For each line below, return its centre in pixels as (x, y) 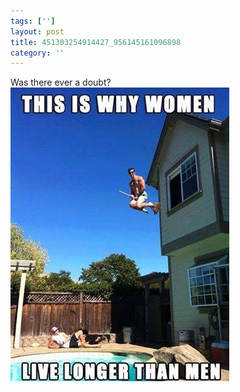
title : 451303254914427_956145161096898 (96, 42)
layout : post (37, 31)
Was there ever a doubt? (61, 82)
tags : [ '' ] (33, 21)
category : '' (37, 53)
